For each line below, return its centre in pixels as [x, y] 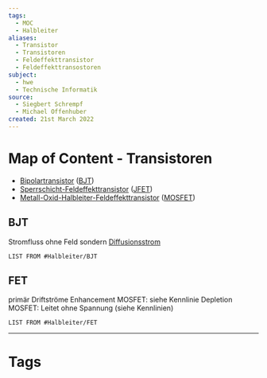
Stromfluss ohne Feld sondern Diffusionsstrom [85, 242]
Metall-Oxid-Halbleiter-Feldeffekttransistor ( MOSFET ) [108, 197]
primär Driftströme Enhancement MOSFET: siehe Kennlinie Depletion [120, 300]
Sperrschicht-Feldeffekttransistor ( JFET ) [86, 189]
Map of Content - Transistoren [110, 159]
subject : [23, 75]
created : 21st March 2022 [51, 119]
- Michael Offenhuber [51, 112]
